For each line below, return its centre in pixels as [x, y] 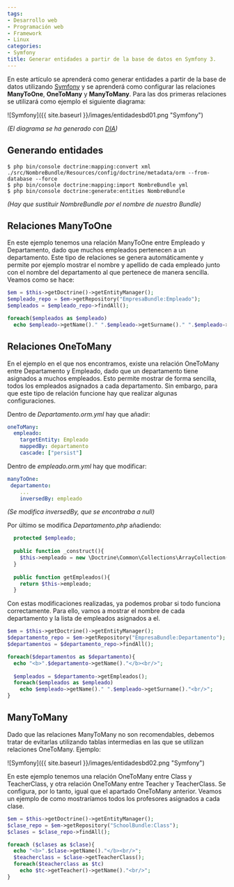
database [20, 179]
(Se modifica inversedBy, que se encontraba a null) [81, 512]
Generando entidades [55, 151]
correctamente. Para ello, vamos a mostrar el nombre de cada [96, 611]
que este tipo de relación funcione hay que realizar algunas [92, 393]
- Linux [18, 40]
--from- [199, 173]
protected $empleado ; [45, 538]
